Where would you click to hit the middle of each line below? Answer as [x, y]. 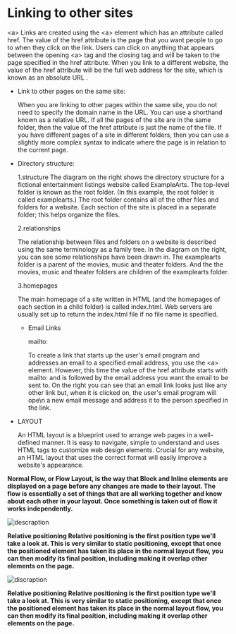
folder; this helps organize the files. [69, 214]
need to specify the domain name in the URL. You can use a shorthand [120, 112]
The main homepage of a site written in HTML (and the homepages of [119, 299]
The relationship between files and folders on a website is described [117, 242]
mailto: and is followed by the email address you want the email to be [128, 377]
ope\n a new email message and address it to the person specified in [128, 400]
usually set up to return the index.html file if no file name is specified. [118, 314]
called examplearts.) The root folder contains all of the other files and [118, 200]
